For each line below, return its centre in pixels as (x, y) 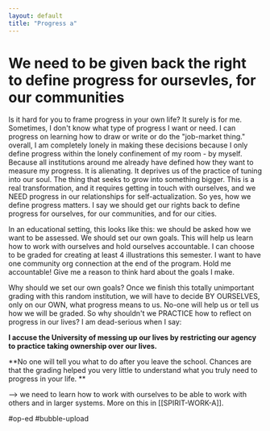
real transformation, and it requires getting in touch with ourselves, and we (132, 188)
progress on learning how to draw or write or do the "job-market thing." (127, 137)
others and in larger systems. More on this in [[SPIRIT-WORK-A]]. (116, 403)
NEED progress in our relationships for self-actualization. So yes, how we (130, 197)
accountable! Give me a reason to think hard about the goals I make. (122, 272)
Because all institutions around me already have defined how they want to (131, 163)
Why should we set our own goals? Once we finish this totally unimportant (131, 288)
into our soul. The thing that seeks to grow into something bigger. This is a (132, 180)
